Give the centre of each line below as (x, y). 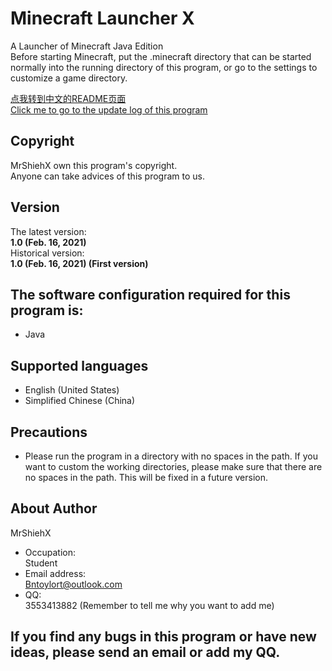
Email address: (55, 573)
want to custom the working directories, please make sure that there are (173, 466)
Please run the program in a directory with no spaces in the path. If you (171, 456)
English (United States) (72, 390)
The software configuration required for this (150, 294)
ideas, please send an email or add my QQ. (145, 652)
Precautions (49, 432)
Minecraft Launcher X (102, 18)
